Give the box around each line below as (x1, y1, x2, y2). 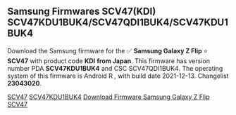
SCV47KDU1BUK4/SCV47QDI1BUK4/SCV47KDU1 (7, 17, 229, 29)
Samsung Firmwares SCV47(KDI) (7, 6, 156, 18)
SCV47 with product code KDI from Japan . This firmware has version (7, 56, 210, 65)
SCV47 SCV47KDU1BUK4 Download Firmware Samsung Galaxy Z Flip (7, 93, 210, 101)
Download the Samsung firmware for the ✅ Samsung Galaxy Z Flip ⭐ (7, 46, 209, 55)
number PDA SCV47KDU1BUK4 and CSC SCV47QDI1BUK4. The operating (7, 64, 223, 72)
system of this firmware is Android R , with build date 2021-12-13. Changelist (7, 72, 229, 80)
